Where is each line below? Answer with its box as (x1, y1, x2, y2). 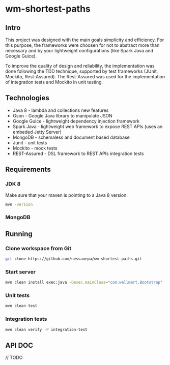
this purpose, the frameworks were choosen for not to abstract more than (5, 42, 160, 48)
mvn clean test (5, 303, 38, 309)
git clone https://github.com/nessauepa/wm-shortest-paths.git (5, 256, 143, 261)
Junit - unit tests (12, 139, 47, 145)
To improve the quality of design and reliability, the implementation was (5, 63, 155, 69)
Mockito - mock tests (12, 145, 58, 151)
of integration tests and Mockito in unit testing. (5, 79, 103, 85)
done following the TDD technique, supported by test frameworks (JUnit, (5, 68, 158, 74)
